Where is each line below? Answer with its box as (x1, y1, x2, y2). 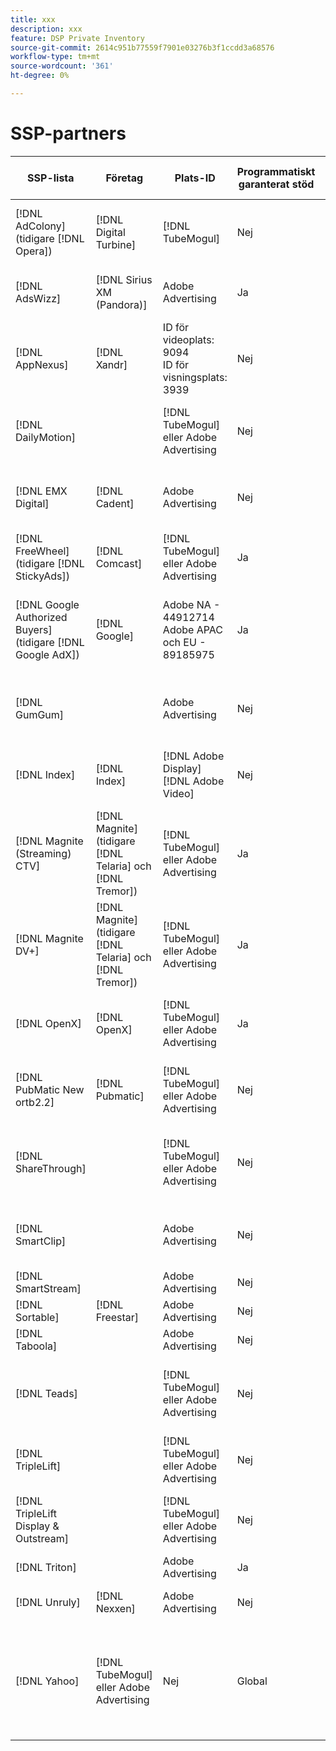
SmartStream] (15, 1281, 82, 1295)
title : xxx (10, 14, 56, 25)
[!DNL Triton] (15, 1560, 77, 1574)
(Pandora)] (95, 297, 148, 311)
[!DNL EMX (15, 484, 68, 498)
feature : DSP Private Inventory (10, 33, 145, 43)
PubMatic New (15, 1082, 85, 1096)
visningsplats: (162, 370, 228, 384)
